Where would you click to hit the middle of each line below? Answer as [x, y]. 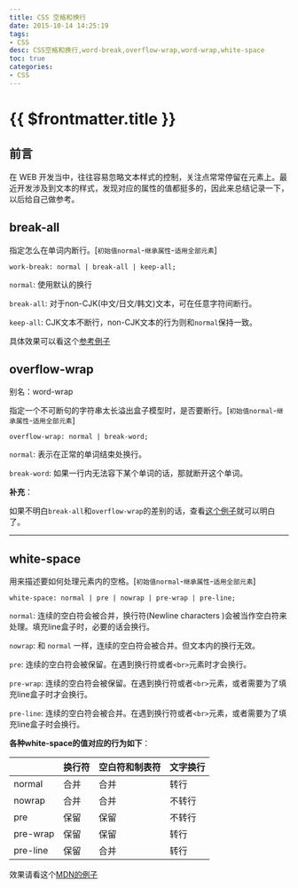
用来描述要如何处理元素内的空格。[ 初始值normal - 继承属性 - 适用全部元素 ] [133, 581]
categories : [31, 67]
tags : [19, 34]
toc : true [27, 59]
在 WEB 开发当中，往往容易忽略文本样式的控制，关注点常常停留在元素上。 [145, 177]
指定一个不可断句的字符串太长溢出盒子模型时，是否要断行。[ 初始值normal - [143, 411]
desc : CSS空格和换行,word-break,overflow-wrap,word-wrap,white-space [137, 51]
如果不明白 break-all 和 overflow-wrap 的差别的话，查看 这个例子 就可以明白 [142, 511]
